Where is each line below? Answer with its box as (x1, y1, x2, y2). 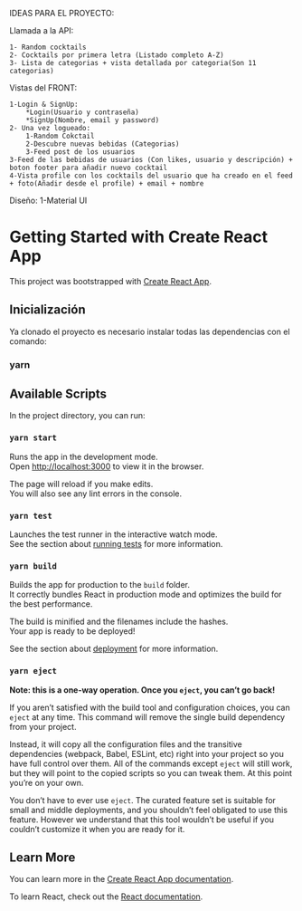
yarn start (9, 433, 57, 443)
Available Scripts (9, 387, 107, 402)
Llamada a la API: (9, 25, 74, 35)
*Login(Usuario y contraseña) (25, 108, 140, 117)
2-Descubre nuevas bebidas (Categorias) (25, 139, 180, 149)
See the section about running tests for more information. (9, 539, 223, 550)
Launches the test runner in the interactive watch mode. (9, 529, 219, 540)
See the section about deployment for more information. (9, 643, 219, 655)
